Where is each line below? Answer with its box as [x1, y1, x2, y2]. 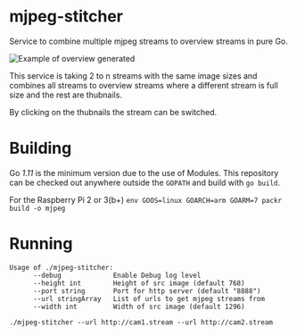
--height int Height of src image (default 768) [32, 279, 245, 288]
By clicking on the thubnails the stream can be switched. [9, 106, 218, 117]
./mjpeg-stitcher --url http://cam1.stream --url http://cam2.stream [9, 317, 274, 327]
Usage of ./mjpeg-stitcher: [9, 263, 114, 272]
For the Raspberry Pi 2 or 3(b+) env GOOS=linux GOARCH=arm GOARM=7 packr [9, 194, 283, 205]
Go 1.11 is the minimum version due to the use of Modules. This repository [9, 167, 279, 178]
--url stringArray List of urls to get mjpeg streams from [32, 294, 266, 303]
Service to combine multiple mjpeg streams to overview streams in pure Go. [9, 36, 288, 46]
